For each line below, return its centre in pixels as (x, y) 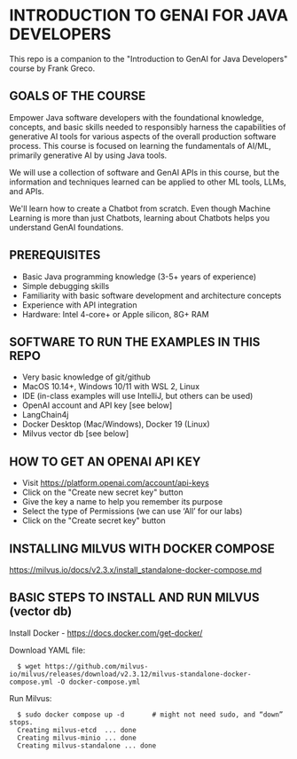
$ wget (29, 666)
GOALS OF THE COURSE (78, 96)
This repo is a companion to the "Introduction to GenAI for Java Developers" (148, 59)
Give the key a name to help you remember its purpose (122, 502)
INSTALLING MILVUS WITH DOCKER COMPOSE (142, 548)
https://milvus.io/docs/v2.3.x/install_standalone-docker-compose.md (136, 570)
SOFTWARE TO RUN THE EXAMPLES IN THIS (135, 342)
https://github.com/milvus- (97, 666)
